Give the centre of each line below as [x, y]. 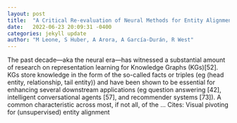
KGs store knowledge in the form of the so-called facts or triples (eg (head [116, 75]
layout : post [26, 14]
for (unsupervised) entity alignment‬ [59, 112]
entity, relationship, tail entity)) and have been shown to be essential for [111, 82]
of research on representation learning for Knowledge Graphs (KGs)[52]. [113, 67]
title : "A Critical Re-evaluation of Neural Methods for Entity [105, 20]
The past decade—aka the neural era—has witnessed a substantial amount [116, 60]
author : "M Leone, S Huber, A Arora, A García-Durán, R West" [101, 40]
